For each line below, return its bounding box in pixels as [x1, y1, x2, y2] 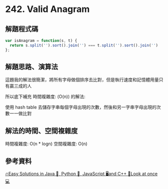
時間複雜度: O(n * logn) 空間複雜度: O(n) [5, 141, 88, 147]
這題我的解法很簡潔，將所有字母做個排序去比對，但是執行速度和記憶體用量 [5, 76, 159, 83]
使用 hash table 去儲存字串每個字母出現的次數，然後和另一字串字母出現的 [5, 104, 157, 110]
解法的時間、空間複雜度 [5, 126, 78, 135]
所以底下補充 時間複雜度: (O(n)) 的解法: [5, 93, 86, 99]
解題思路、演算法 [5, 62, 58, 71]
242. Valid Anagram [5, 3, 90, 15]
